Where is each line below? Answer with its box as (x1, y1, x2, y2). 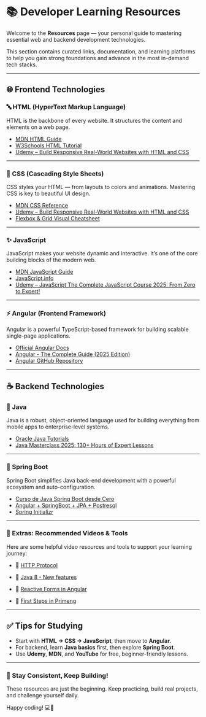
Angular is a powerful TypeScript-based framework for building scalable (6, 325, 189, 333)
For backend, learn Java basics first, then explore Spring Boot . (15, 643, 175, 651)
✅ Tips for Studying (6, 621, 83, 631)
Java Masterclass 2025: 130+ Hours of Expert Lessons (15, 441, 154, 449)
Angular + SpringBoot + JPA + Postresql (15, 502, 117, 509)
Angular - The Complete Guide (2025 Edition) (15, 351, 131, 358)
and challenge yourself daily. (6, 691, 79, 699)
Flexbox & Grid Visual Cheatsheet (15, 214, 100, 222)
